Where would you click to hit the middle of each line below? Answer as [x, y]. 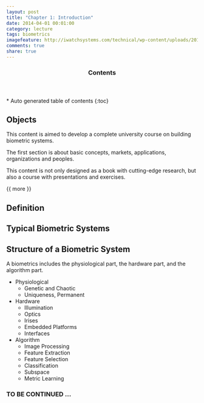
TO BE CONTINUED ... [39, 394]
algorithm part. [25, 270]
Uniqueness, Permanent [54, 295]
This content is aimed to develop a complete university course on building [99, 135]
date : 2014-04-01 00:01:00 [40, 23]
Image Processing [47, 347]
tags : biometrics [28, 35]
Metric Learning [44, 379]
